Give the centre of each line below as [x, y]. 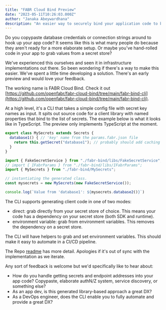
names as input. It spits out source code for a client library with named [77, 114]
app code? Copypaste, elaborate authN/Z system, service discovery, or [85, 281]
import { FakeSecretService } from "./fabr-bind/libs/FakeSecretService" [83, 160]
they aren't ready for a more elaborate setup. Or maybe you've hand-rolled [81, 48]
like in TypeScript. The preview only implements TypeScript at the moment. [82, 124]
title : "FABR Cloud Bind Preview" [41, 10]
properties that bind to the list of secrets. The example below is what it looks [83, 119]
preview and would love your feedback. [45, 79]
